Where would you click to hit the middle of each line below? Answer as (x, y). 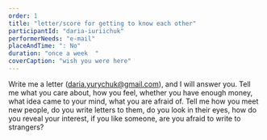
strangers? (26, 127)
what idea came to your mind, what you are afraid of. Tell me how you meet (133, 101)
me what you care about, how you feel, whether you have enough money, (130, 92)
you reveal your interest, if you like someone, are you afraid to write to (125, 118)
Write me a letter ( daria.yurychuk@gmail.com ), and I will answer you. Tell (130, 84)
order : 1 (23, 16)
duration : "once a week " (54, 53)
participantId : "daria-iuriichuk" (67, 31)
